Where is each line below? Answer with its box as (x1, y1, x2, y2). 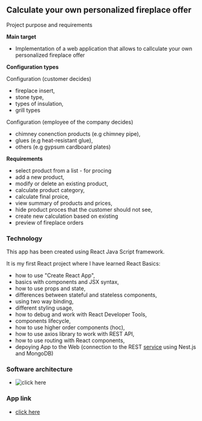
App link (6, 394, 32, 403)
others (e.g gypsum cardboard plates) (15, 143, 111, 151)
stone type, (15, 93, 44, 100)
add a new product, (15, 173, 65, 181)
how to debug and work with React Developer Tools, (15, 311, 147, 318)
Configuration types (6, 63, 59, 70)
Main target (6, 33, 37, 40)
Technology (6, 234, 43, 242)
